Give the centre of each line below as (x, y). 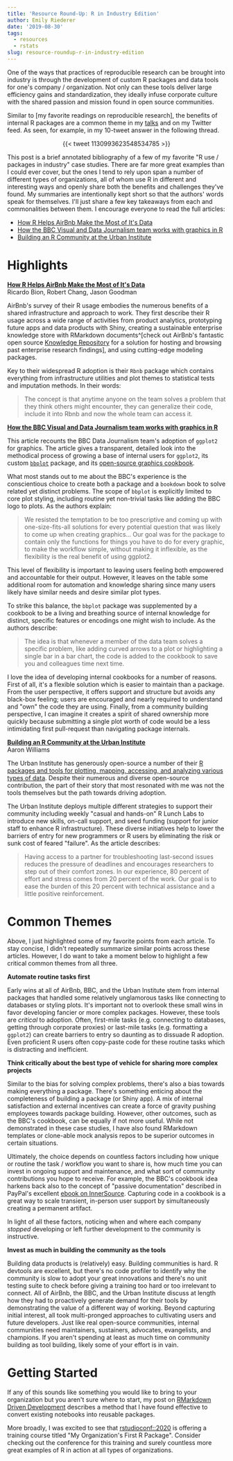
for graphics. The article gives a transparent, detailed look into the (102, 448)
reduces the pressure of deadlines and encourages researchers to (119, 864)
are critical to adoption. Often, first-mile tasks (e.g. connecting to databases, (116, 1020)
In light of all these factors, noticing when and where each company (104, 1222)
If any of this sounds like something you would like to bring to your (102, 1392)
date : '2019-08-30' (35, 26)
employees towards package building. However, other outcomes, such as (112, 1113)
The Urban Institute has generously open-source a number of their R (105, 763)
